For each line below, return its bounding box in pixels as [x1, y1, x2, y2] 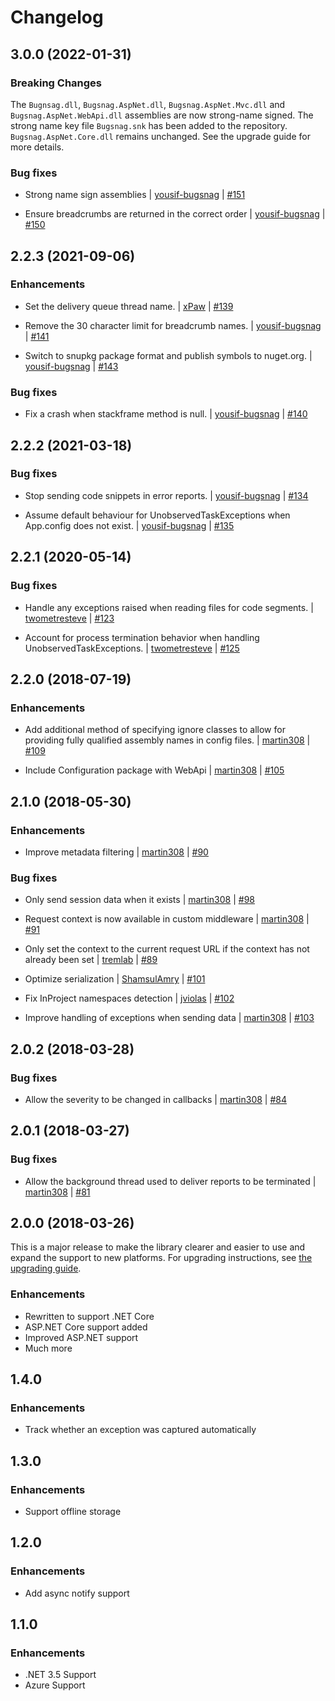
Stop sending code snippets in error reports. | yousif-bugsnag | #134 [24, 489, 309, 501]
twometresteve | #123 [24, 612, 115, 624]
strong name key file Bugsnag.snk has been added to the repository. [10, 119, 288, 131]
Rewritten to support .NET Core [24, 1310, 155, 1322]
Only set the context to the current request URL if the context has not [24, 943, 310, 955]
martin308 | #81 [24, 1186, 91, 1198]
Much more [24, 1342, 73, 1354]
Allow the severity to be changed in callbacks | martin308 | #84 [24, 1093, 287, 1105]
